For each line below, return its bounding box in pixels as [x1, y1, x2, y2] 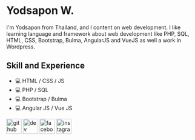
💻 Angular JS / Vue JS [15, 104, 73, 112]
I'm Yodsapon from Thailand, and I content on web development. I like [6, 24, 181, 31]
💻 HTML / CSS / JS [15, 77, 65, 84]
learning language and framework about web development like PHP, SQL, [6, 30, 190, 37]
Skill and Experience [6, 61, 85, 71]
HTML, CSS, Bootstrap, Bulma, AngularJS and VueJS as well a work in [6, 36, 182, 44]
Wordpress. [6, 43, 35, 50]
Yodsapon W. [6, 4, 74, 18]
